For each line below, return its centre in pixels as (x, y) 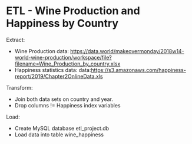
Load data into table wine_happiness (59, 135)
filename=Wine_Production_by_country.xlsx (67, 64)
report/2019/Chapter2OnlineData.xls (59, 76)
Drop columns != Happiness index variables (67, 105)
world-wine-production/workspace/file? (63, 57)
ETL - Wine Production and (73, 11)
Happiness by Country (62, 23)
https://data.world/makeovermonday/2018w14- (127, 51)
